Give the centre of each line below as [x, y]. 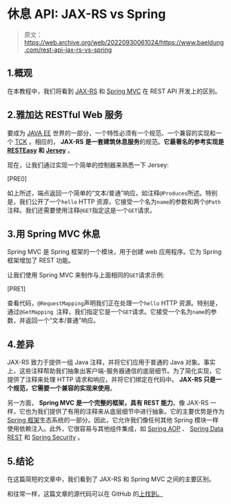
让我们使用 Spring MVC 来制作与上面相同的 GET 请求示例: [86, 275]
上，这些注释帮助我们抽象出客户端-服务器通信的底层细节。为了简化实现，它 [114, 371]
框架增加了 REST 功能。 [41, 260]
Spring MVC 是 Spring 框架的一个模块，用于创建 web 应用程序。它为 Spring [114, 252]
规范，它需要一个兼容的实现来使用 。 [64, 388]
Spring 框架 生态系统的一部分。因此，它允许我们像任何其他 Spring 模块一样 [113, 420]
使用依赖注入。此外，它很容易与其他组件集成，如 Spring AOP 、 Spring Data [115, 429]
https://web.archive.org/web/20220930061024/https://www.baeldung [124, 42]
